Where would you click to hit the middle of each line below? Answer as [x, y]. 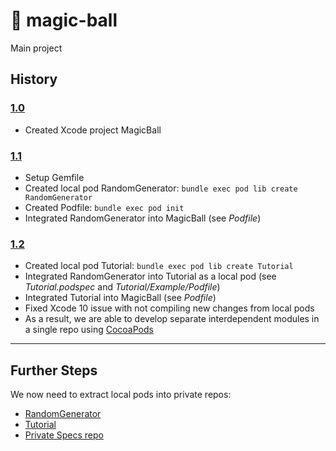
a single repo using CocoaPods [89, 330]
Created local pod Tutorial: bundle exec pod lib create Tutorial [159, 266]
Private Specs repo [64, 435]
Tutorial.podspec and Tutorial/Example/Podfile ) [122, 287]
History [34, 79]
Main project [36, 48]
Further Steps [54, 370]
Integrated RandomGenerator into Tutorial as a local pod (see [150, 276]
